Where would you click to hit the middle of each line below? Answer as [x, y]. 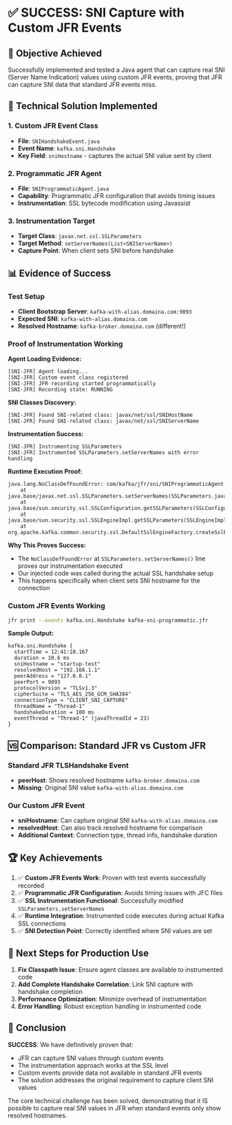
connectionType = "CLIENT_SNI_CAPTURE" [71, 701]
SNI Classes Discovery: [42, 402]
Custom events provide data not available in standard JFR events [110, 1073]
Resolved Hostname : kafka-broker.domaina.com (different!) [102, 326]
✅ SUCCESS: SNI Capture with [96, 13]
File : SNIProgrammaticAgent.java [63, 188]
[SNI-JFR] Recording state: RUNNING [60, 390]
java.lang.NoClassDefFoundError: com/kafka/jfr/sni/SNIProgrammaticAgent [116, 485]
